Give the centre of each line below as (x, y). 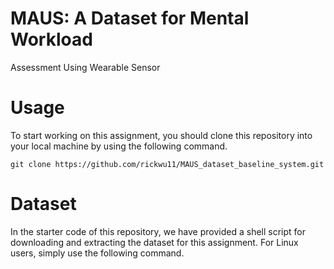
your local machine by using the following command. (119, 146)
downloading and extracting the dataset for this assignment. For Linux (154, 242)
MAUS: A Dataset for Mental (130, 18)
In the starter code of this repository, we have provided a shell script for (158, 231)
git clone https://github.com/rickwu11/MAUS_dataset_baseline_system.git (167, 164)
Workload (51, 39)
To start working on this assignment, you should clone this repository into (161, 135)
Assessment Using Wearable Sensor (85, 67)
